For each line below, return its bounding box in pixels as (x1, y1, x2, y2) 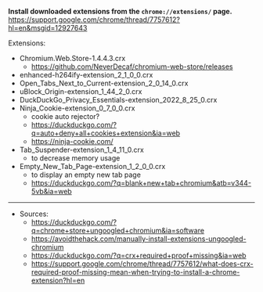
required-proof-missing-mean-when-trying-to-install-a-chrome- (31, 268, 240, 276)
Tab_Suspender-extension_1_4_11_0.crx (19, 145, 145, 154)
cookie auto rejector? (31, 112, 100, 121)
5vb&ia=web (31, 187, 72, 196)
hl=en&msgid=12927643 (8, 23, 88, 32)
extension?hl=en (31, 276, 85, 285)
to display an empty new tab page (31, 170, 141, 179)
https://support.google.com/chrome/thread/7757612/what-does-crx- (31, 259, 254, 269)
